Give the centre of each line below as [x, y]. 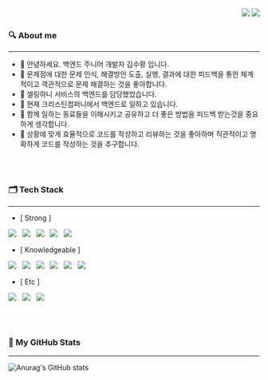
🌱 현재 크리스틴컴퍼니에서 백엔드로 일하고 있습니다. [99, 105]
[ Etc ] [30, 281]
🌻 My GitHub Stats [45, 342]
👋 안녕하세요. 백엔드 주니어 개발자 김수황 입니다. [95, 65]
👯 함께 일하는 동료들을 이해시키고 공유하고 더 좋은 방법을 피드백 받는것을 [132, 114]
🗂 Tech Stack [36, 190]
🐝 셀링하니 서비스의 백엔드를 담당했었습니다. [88, 94]
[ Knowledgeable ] [50, 249]
